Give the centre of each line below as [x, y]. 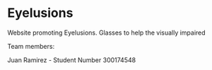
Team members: [31, 46]
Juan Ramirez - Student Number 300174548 [72, 60]
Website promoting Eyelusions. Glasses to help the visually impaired [107, 33]
